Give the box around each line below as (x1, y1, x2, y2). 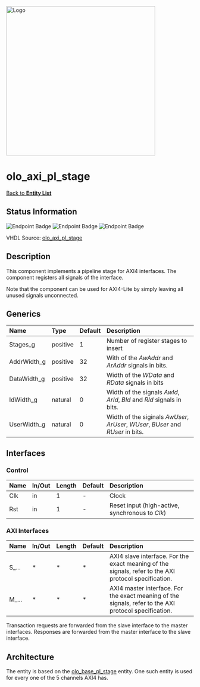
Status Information (6, 207, 77, 217)
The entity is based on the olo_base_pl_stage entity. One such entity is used (6, 668, 192, 675)
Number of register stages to (106, 337, 187, 345)
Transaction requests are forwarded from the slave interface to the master (6, 622, 188, 629)
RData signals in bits (106, 379, 164, 387)
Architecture (6, 652, 55, 662)
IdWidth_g (9, 395, 37, 404)
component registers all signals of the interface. (6, 274, 124, 281)
